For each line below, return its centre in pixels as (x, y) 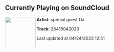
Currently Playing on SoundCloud (57, 8)
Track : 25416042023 (58, 29)
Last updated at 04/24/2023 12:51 (71, 38)
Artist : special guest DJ (60, 19)
